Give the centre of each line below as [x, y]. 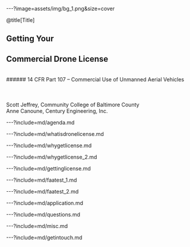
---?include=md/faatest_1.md [42, 180]
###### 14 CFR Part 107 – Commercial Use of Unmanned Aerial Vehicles [95, 80]
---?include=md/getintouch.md [44, 237]
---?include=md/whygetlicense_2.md [52, 157]
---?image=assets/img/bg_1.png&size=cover [61, 9]
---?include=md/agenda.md [40, 123]
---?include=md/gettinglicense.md [48, 169]
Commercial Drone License [57, 59]
